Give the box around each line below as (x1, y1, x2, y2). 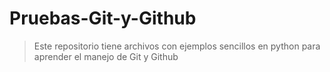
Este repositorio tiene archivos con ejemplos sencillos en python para (33, 40, 321, 52)
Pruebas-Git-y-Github (9, 7, 197, 30)
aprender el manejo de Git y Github (33, 50, 179, 62)
